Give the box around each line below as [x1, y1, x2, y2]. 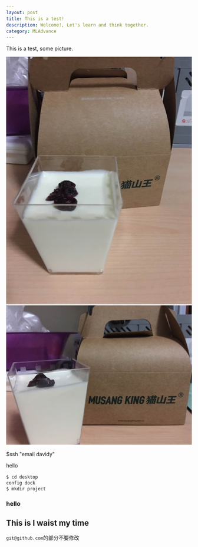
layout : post [6, 9, 38, 15]
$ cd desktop [6, 474, 38, 480]
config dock [6, 480, 35, 486]
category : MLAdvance [6, 28, 57, 34]
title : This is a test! [6, 15, 65, 22]
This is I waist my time [6, 518, 90, 528]
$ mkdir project [6, 486, 46, 492]
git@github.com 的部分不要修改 [6, 534, 80, 541]
